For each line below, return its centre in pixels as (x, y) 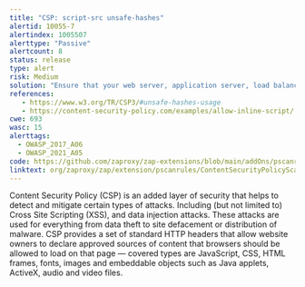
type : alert (32, 69)
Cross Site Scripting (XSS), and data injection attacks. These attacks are (144, 215)
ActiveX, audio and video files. (66, 272)
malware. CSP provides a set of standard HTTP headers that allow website (149, 234)
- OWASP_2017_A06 (50, 144)
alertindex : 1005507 (49, 35)
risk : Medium (34, 77)
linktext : (28, 170)
